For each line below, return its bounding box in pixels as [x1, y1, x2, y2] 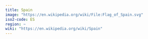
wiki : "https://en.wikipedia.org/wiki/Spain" [5, 26, 103, 31]
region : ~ [5, 21, 26, 27]
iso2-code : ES [5, 17, 35, 22]
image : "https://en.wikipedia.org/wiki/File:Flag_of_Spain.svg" [5, 12, 143, 17]
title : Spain [5, 7, 33, 13]
